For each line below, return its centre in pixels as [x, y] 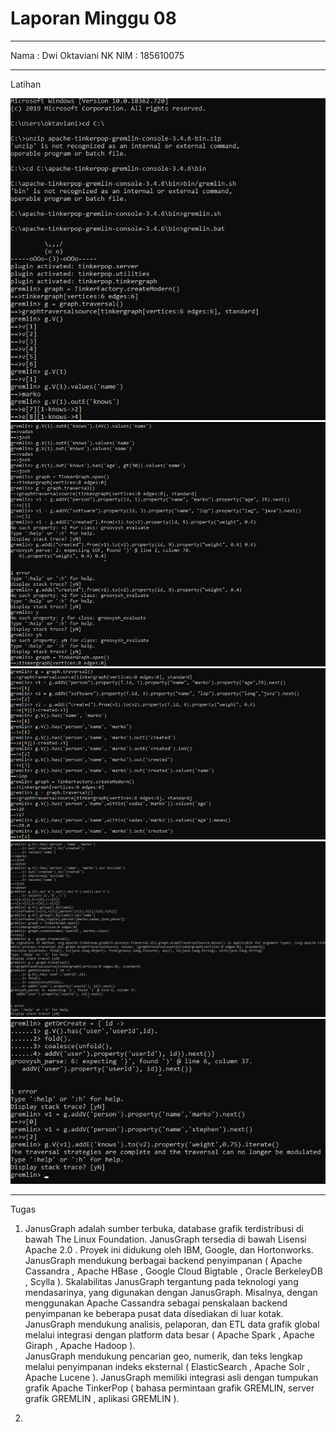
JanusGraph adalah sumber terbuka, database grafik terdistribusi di [164, 1228]
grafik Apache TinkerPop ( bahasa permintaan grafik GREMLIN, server [169, 1388]
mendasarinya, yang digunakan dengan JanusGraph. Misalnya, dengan [171, 1292]
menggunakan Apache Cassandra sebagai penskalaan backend [156, 1303]
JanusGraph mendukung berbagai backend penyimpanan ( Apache [163, 1260]
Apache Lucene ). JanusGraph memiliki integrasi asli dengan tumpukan [171, 1377]
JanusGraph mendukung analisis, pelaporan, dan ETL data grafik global [172, 1324]
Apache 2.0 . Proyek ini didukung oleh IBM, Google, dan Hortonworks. [169, 1249]
